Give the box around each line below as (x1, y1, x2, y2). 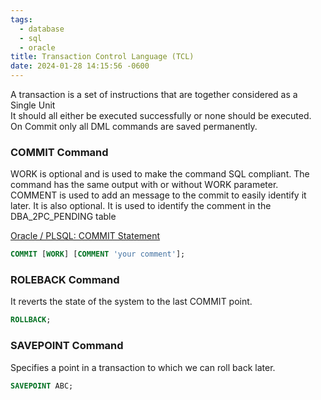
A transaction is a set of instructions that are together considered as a (10, 89, 298, 100)
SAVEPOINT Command (10, 339, 124, 353)
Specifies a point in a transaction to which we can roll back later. (10, 361, 276, 373)
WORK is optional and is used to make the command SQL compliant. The (10, 168, 310, 180)
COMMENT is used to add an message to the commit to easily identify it (10, 189, 307, 201)
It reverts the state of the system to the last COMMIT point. (10, 296, 253, 308)
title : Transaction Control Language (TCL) (10, 52, 195, 62)
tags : (10, 14, 33, 25)
